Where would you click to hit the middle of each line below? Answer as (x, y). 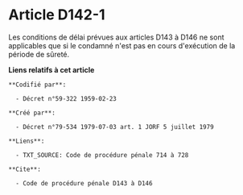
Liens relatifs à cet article (51, 69)
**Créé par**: (32, 113)
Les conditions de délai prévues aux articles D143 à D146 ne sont (116, 37)
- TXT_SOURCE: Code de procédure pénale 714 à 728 (102, 155)
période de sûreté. (39, 54)
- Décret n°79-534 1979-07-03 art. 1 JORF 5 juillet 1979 (115, 127)
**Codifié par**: (37, 85)
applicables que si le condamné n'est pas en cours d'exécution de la (122, 45)
